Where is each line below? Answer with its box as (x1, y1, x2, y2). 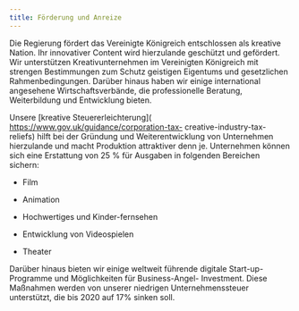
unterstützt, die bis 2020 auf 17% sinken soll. (9, 291, 175, 302)
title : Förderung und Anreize (9, 13, 123, 22)
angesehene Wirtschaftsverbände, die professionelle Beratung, (9, 85, 243, 96)
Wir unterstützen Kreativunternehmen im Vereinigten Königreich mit (9, 56, 259, 67)
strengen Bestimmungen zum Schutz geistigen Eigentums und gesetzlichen (9, 66, 289, 77)
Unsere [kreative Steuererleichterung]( (9, 112, 152, 122)
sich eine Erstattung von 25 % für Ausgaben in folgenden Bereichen (9, 149, 261, 161)
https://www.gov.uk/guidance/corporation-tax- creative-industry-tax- (9, 122, 267, 132)
